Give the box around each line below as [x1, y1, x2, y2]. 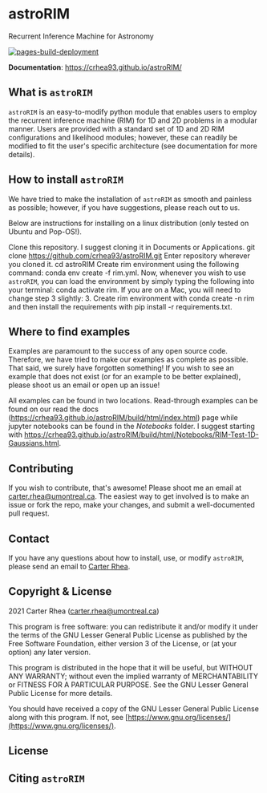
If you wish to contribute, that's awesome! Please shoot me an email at [8, 483, 242, 493]
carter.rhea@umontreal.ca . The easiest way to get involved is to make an [8, 492, 250, 501]
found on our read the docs [8, 404, 99, 414]
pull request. [8, 508, 50, 518]
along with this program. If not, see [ [8, 712, 128, 722]
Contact [8, 532, 50, 545]
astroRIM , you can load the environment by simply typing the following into [8, 276, 255, 285]
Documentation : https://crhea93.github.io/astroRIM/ [8, 62, 182, 72]
